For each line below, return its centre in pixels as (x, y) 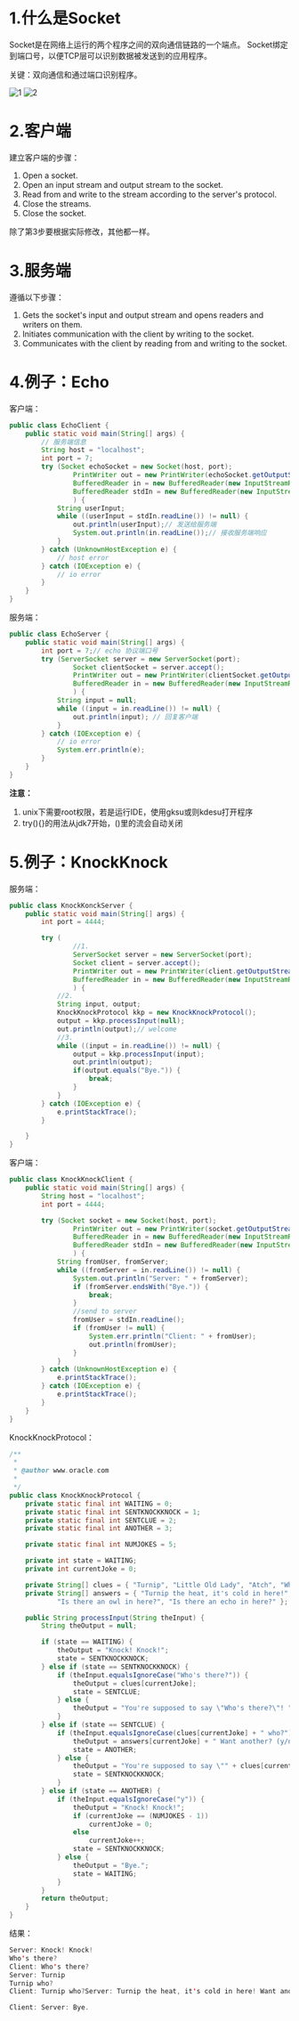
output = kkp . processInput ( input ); (138, 1054)
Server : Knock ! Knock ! (51, 1951)
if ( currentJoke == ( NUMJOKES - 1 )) (141, 1816)
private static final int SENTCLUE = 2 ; (101, 1520)
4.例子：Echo (59, 382)
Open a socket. (50, 175)
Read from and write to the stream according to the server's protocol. (149, 194)
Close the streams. (57, 203)
